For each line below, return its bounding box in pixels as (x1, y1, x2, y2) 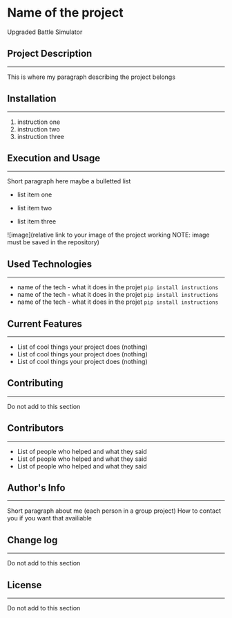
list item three (17, 217, 57, 226)
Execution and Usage (7, 152, 101, 164)
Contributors (7, 422, 64, 434)
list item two (17, 204, 52, 212)
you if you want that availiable (7, 514, 92, 522)
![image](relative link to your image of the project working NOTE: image (7, 230, 210, 239)
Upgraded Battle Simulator (7, 28, 83, 36)
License (7, 579, 42, 591)
